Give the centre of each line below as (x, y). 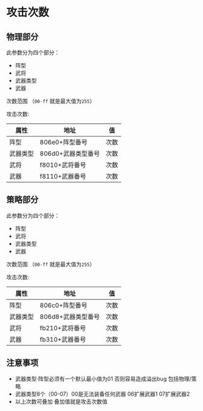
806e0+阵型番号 (64, 142)
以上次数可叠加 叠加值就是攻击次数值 (61, 401)
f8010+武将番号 (63, 165)
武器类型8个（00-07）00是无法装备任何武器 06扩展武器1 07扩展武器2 (102, 394)
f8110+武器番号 (63, 176)
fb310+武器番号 (63, 339)
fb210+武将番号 (63, 328)
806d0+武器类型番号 (70, 154)
